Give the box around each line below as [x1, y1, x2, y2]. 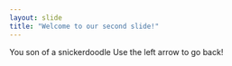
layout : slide [9, 13, 63, 23]
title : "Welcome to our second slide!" [9, 22, 160, 31]
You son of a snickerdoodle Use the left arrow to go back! [9, 46, 224, 57]
